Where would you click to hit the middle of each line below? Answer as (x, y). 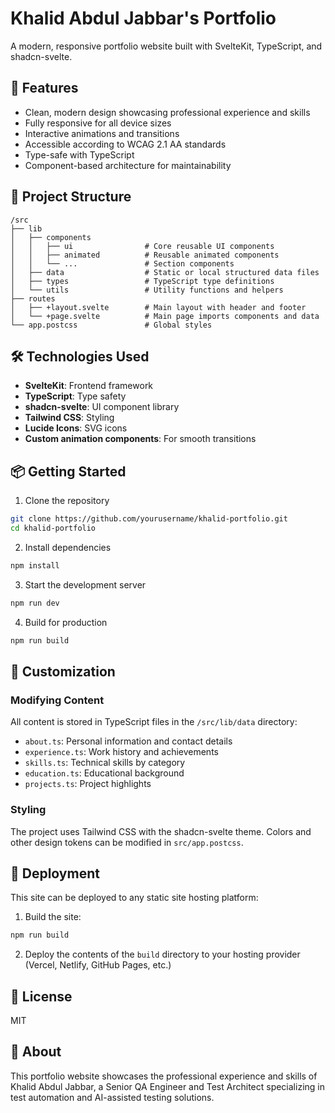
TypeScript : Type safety (75, 396)
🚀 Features (44, 88)
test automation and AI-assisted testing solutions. (112, 1097)
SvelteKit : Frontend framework (89, 386)
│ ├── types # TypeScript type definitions (142, 281)
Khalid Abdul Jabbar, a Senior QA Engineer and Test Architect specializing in (167, 1086)
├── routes (33, 298)
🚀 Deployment (55, 873)
